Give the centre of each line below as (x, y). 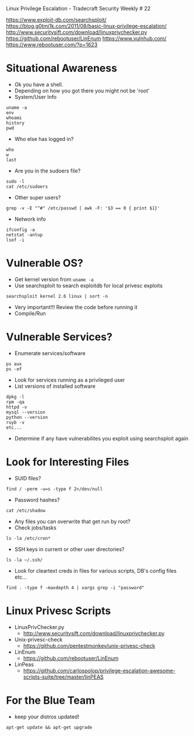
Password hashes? (37, 500)
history (15, 123)
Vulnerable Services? (59, 337)
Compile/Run (30, 313)
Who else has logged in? (44, 139)
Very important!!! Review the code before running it (76, 307)
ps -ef (14, 369)
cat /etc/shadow (26, 510)
